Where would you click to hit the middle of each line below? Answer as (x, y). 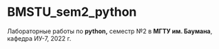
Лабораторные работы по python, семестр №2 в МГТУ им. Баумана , (110, 31)
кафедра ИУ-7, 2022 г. (39, 38)
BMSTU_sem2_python (72, 12)
